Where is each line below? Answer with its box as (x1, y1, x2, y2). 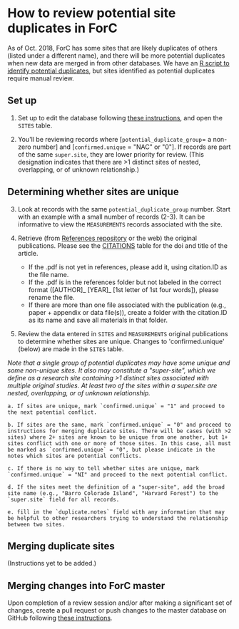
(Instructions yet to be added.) (7, 559, 97, 568)
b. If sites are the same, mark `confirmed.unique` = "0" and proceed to (7, 421, 232, 428)
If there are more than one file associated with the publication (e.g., (28, 301, 226, 309)
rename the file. (28, 293, 75, 301)
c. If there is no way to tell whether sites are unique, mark (7, 464, 200, 472)
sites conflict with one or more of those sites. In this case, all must (7, 440, 232, 447)
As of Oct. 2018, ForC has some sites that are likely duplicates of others (7, 43, 218, 52)
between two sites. (7, 521, 66, 528)
